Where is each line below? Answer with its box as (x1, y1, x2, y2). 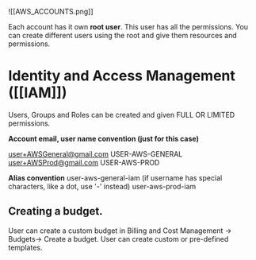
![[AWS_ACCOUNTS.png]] (8, 7, 94, 16)
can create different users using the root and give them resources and (8, 31, 238, 40)
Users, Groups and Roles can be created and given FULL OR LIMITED (8, 110, 235, 119)
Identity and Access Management (8, 67, 235, 85)
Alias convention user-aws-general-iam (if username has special (8, 173, 223, 182)
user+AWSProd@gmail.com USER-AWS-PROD (8, 157, 160, 167)
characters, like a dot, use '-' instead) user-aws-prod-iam (8, 181, 197, 191)
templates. (8, 243, 43, 252)
